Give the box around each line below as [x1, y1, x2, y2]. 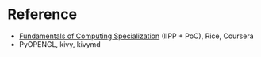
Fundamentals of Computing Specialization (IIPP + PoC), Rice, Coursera [18, 31, 255, 41]
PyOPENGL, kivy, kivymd [18, 39, 101, 48]
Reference [7, 5, 77, 23]
